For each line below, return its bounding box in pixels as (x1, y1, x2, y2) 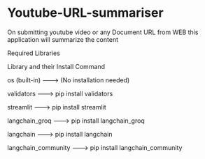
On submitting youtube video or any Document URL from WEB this (7, 28, 199, 36)
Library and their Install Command (7, 62, 106, 70)
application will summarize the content (7, 35, 119, 43)
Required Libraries (7, 49, 61, 57)
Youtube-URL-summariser (7, 5, 164, 21)
